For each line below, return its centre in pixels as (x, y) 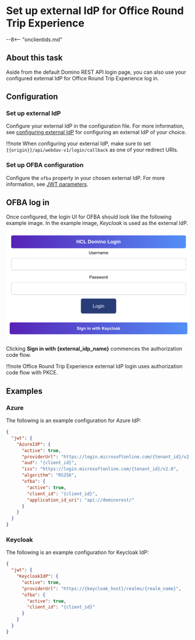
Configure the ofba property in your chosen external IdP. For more (86, 178)
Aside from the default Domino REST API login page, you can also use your (96, 72)
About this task (34, 58)
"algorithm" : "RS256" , (49, 475)
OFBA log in (28, 202)
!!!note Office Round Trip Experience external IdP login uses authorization (94, 366)
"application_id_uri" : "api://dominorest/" (81, 500)
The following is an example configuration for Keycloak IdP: (77, 553)
